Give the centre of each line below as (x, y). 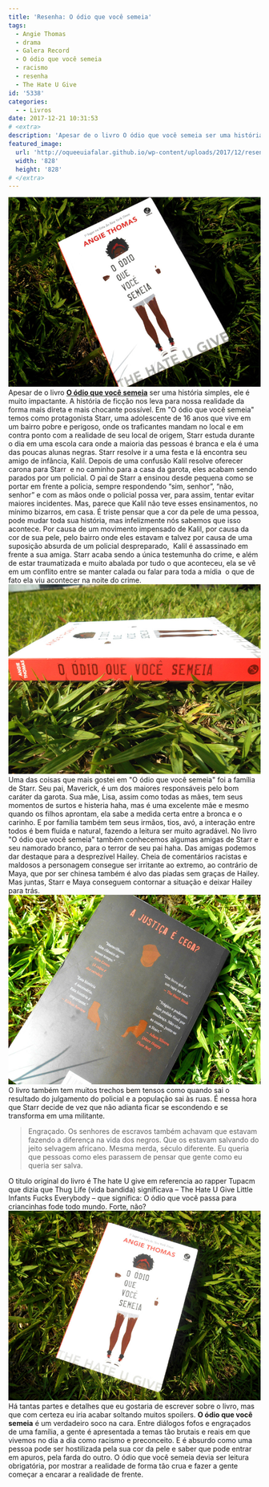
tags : (17, 25)
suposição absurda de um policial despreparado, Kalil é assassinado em (128, 546)
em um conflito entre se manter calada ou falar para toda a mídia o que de (131, 572)
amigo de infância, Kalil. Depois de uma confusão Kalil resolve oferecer (126, 461)
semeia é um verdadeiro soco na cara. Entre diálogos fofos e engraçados (130, 1424)
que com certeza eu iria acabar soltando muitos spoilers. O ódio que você (130, 1415)
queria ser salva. (55, 1166)
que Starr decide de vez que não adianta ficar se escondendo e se (118, 1107)
